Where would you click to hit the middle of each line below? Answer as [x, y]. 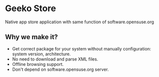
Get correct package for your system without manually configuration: [81, 48]
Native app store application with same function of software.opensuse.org [80, 22]
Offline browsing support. [38, 64]
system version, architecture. [41, 54]
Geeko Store [30, 8]
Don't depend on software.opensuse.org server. [60, 69]
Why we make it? [31, 37]
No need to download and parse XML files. [55, 59]
